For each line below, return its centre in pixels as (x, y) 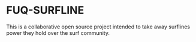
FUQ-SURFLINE (45, 10)
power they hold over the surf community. (58, 33)
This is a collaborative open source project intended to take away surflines (98, 27)
